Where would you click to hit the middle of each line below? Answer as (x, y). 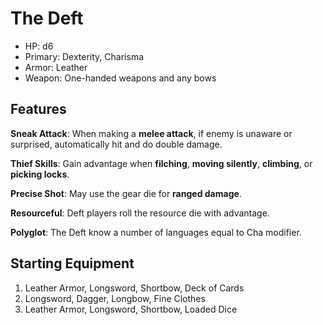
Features (38, 109)
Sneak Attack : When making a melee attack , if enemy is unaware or (151, 133)
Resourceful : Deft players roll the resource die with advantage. (140, 213)
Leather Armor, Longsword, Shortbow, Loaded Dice (131, 309)
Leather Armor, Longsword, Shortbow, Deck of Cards (134, 288)
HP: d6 (39, 46)
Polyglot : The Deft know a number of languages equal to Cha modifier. (156, 232)
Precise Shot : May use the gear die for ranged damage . (126, 193)
